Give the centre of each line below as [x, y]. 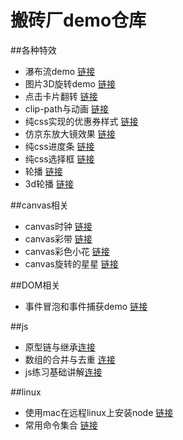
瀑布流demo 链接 [60, 71]
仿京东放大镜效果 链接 [70, 133]
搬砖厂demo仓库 [78, 20]
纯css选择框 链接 [59, 158]
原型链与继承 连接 [60, 347]
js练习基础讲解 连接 [63, 372]
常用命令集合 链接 [61, 425]
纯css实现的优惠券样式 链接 [81, 121]
